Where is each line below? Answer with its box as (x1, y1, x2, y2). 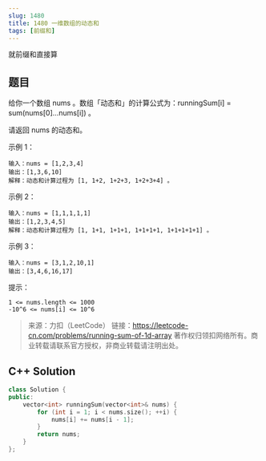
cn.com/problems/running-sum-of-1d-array (27, 330, 172, 341)
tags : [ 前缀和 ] (8, 26, 56, 34)
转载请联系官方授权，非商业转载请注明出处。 (34, 341, 183, 350)
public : (8, 393, 34, 401)
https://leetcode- (131, 321, 189, 330)
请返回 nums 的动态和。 (8, 125, 87, 135)
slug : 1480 (8, 11, 45, 20)
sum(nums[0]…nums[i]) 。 (8, 108, 96, 118)
